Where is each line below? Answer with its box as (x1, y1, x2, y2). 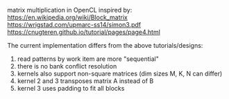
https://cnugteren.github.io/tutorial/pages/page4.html (7, 28, 161, 36)
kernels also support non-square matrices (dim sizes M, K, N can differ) (17, 69, 223, 78)
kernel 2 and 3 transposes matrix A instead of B (17, 77, 154, 85)
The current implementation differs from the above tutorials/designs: (7, 42, 203, 49)
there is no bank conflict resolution (17, 62, 117, 70)
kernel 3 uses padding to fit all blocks (17, 84, 125, 92)
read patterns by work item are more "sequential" (17, 55, 160, 63)
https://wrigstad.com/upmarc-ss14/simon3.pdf (7, 21, 141, 28)
